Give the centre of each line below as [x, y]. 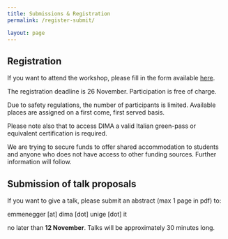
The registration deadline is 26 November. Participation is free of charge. [112, 92]
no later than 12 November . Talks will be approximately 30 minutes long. [111, 227]
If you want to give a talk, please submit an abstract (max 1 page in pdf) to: [114, 201]
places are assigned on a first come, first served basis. [86, 113]
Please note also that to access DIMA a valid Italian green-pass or [102, 126]
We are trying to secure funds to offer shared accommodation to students [113, 147]
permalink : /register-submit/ [51, 20]
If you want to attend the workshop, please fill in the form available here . [111, 78]
